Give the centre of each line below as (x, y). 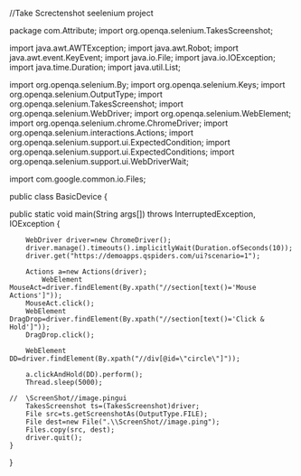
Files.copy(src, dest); (71, 430)
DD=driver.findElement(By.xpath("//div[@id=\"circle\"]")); (125, 359)
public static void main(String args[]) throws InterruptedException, (132, 214)
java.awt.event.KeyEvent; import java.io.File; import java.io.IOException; (142, 57)
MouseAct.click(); (60, 303)
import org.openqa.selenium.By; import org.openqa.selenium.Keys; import (147, 84)
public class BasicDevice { (59, 196)
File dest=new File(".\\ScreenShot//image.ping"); (123, 422)
